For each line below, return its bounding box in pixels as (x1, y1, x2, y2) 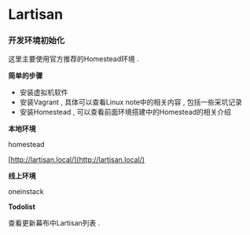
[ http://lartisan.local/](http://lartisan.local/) (8, 155, 145, 164)
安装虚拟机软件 (19, 88, 68, 97)
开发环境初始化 (8, 35, 65, 46)
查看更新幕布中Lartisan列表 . (8, 218, 101, 228)
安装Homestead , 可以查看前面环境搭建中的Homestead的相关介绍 (19, 108, 232, 117)
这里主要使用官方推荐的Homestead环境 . (8, 54, 139, 64)
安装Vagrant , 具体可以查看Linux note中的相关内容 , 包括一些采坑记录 (19, 97, 242, 107)
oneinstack (8, 187, 45, 196)
